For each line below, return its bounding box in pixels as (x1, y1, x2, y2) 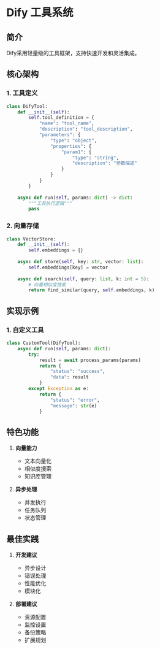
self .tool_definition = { (28, 115, 95, 121)
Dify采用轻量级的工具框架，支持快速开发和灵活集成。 (6, 50, 140, 56)
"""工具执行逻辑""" (28, 200, 72, 206)
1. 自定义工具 (6, 326, 44, 334)
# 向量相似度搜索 (28, 282, 66, 288)
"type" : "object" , (50, 137, 97, 144)
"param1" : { (61, 148, 92, 155)
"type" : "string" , (72, 155, 120, 161)
